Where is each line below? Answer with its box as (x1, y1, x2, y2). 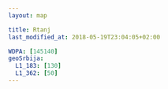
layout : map (8, 11, 47, 20)
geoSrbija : (8, 54, 44, 63)
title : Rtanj (8, 25, 51, 34)
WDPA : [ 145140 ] (8, 47, 58, 55)
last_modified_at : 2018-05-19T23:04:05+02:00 (8, 33, 160, 41)
